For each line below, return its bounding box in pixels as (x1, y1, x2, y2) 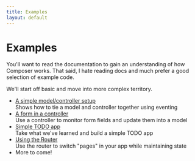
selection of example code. (6, 74, 75, 81)
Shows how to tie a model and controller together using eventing (15, 104, 178, 111)
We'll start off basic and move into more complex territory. (6, 86, 152, 93)
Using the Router (15, 136, 58, 143)
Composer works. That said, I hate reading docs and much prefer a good (6, 67, 190, 75)
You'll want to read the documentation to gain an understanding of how (6, 61, 185, 68)
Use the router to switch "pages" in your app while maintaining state (15, 142, 187, 149)
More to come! (15, 149, 52, 156)
